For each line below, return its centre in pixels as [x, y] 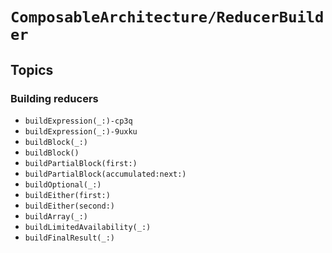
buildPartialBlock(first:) [81, 163]
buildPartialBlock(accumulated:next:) [105, 174]
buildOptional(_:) [63, 184]
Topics [32, 69]
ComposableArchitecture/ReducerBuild [167, 17]
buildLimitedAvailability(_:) [88, 227]
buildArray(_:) [56, 216]
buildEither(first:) [67, 195]
